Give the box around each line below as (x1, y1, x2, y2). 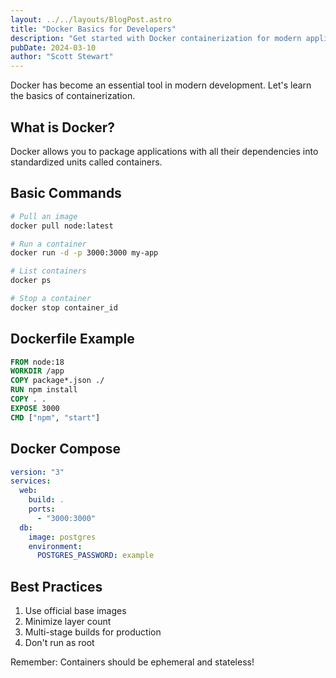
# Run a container (10, 239, 87, 249)
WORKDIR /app (10, 366, 65, 376)
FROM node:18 (10, 357, 65, 367)
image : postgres (28, 532, 97, 542)
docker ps (10, 276, 52, 286)
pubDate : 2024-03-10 (10, 42, 97, 53)
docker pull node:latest (10, 221, 114, 231)
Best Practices (10, 578, 103, 595)
